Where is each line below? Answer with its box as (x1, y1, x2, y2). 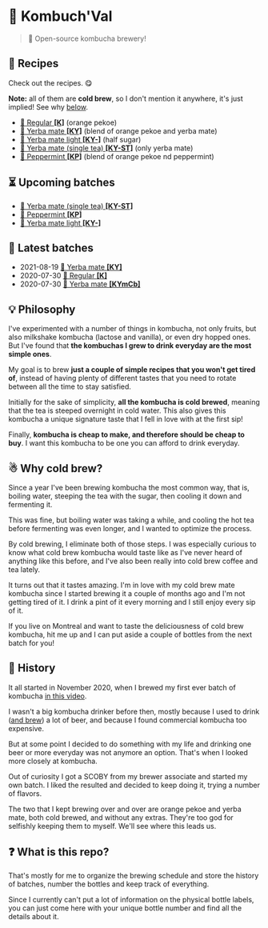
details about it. (8, 911, 59, 921)
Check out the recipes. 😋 (8, 78, 93, 87)
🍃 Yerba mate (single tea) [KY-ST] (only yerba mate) (19, 143, 194, 153)
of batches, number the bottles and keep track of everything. (8, 879, 210, 889)
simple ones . (8, 350, 52, 359)
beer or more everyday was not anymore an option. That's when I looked (8, 747, 248, 757)
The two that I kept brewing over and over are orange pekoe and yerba (8, 804, 242, 814)
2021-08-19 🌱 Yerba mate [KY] (19, 262, 122, 272)
